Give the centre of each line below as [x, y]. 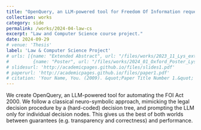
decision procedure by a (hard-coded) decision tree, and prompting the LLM [100, 108]
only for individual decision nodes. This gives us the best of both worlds [95, 114]
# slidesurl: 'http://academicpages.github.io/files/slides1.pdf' [91, 67]
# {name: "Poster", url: [48, 61]
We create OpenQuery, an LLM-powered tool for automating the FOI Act [95, 95]
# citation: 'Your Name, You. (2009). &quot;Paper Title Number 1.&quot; [100, 78]
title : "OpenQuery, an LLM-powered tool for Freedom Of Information [93, 12]
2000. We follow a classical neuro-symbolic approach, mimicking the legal [98, 101]
